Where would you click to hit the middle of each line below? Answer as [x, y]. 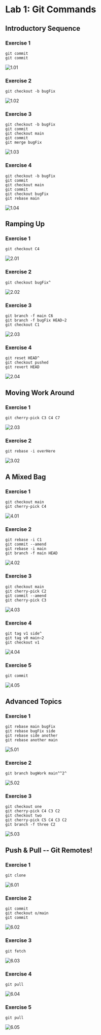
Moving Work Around [40, 393]
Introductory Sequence [43, 28]
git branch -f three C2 [30, 825]
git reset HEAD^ [22, 358]
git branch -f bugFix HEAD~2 [36, 320]
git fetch [16, 951]
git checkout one [24, 807]
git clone [16, 876]
